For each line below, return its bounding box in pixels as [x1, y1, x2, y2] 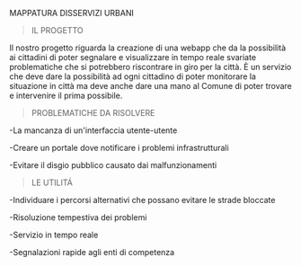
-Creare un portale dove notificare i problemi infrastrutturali [9, 143, 229, 153]
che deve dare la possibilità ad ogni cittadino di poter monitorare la [9, 71, 256, 82]
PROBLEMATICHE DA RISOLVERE [31, 108, 155, 118]
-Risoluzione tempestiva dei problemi [9, 212, 147, 223]
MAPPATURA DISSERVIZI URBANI [9, 8, 135, 18]
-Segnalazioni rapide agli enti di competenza [9, 247, 175, 257]
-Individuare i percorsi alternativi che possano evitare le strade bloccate [9, 195, 276, 205]
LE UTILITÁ [31, 177, 74, 188]
